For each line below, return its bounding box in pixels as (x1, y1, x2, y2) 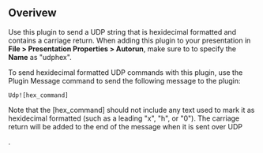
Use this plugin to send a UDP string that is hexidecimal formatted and (8, 27, 237, 36)
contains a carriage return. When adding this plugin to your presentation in (8, 35, 251, 45)
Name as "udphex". (8, 52, 73, 62)
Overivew (8, 6, 57, 20)
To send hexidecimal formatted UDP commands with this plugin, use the (8, 67, 243, 77)
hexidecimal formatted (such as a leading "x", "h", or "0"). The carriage (8, 114, 240, 123)
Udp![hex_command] (8, 91, 69, 99)
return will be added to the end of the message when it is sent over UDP (8, 121, 243, 131)
